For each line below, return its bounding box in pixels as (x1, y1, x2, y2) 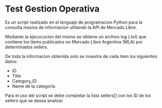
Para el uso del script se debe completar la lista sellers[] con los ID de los (5, 93, 151, 98)
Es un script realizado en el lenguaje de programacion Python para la (5, 19, 143, 25)
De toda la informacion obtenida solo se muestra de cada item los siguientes (5, 53, 158, 59)
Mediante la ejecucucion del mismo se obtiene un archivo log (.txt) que (5, 34, 147, 40)
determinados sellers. (5, 44, 48, 50)
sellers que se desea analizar (5, 97, 63, 103)
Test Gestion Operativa (5, 3, 100, 14)
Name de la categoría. (12, 83, 57, 89)
